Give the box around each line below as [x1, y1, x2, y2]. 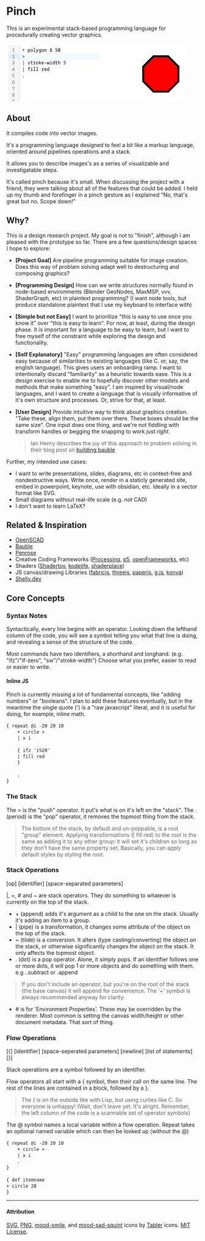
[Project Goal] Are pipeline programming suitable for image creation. [15, 256, 189, 264]
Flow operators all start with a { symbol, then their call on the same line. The [6, 1078, 197, 1085]
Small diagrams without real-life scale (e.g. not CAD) [15, 496, 148, 503]
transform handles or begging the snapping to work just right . [15, 428, 170, 435]
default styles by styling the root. [21, 850, 105, 858]
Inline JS [6, 677, 29, 684]
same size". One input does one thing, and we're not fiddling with [15, 421, 179, 428]
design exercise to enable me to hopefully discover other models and [15, 377, 190, 384]
